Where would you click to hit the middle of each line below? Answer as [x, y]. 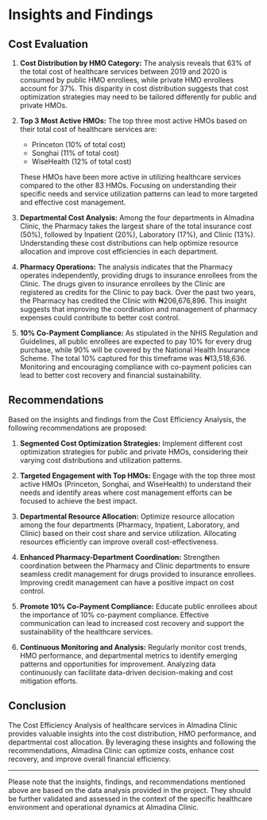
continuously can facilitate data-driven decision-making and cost [126, 672]
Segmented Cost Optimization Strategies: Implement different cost [131, 443]
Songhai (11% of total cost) [75, 153]
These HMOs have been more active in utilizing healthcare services [130, 177]
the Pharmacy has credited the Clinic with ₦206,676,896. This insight [133, 301]
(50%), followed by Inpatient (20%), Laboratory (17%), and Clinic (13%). [137, 235]
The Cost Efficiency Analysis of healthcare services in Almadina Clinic [123, 725]
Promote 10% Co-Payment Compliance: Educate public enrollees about [138, 606]
